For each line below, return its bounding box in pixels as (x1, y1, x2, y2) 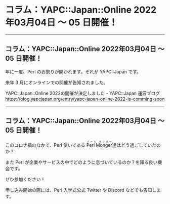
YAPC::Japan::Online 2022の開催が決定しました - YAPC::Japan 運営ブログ (5, 90, 160, 96)
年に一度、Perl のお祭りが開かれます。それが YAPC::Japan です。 (5, 68, 141, 74)
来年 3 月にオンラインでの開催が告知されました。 (5, 79, 108, 86)
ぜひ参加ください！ (5, 176, 46, 182)
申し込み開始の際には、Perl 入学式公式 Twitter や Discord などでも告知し (5, 187, 157, 193)
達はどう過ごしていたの (112, 142, 161, 148)
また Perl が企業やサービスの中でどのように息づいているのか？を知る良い (5, 159, 158, 165)
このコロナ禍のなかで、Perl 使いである (5, 142, 86, 148)
